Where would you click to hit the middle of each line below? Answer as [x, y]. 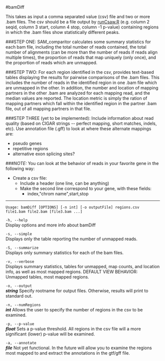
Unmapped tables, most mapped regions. [47, 277]
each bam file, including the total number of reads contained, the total [76, 47]
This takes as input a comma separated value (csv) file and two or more [78, 16]
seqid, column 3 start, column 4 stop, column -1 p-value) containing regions [82, 27]
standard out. [19, 296]
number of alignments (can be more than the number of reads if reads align [82, 52]
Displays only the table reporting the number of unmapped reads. [71, 239]
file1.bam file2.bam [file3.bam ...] [44, 212]
